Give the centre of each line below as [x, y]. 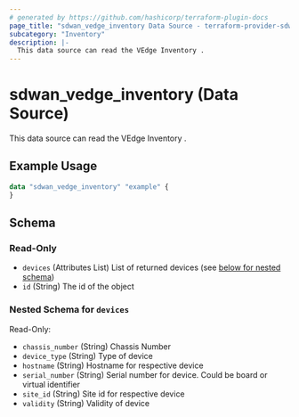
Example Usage [53, 166]
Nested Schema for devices [69, 310]
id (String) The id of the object [78, 287]
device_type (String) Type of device [87, 356]
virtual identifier [51, 384]
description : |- [39, 42]
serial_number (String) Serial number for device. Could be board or [145, 374]
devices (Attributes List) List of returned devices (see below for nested [151, 267]
